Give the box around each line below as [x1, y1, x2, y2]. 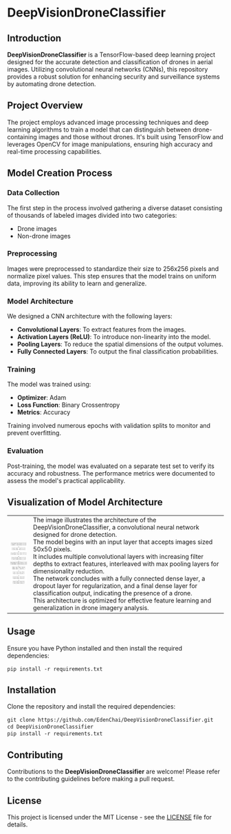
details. [7, 820, 28, 828]
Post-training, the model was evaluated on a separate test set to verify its [7, 462, 214, 470]
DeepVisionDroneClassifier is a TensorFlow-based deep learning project [7, 50, 215, 59]
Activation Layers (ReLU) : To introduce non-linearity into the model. [16, 333, 211, 341]
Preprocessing [7, 249, 57, 258]
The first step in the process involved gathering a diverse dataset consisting [7, 203, 223, 212]
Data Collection [7, 188, 60, 198]
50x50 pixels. [33, 545, 72, 553]
